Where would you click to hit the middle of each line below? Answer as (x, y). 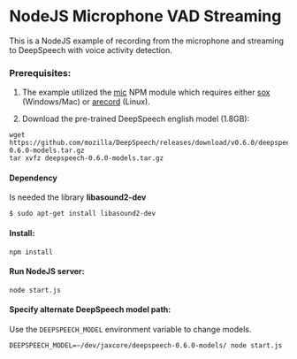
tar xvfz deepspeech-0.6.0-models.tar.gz (87, 158)
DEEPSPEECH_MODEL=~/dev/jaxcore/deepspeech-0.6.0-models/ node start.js (146, 346)
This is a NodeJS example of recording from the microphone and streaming (147, 41)
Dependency (33, 178)
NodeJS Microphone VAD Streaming (145, 16)
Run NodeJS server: (47, 271)
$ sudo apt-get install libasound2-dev (83, 214)
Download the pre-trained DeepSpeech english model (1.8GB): (136, 119)
